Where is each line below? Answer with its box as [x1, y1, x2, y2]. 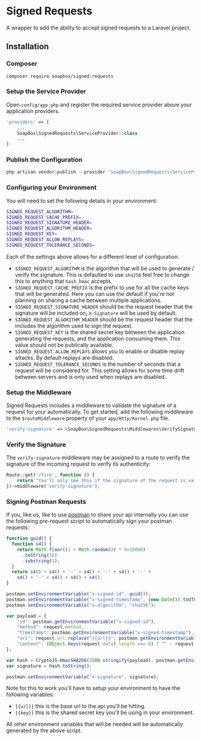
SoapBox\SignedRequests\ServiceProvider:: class [17, 130, 138, 136]
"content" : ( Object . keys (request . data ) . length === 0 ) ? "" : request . [17, 641, 197, 647]
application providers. [6, 107, 60, 115]
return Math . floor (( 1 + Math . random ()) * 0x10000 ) [17, 547, 146, 553]
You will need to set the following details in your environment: [6, 197, 158, 204]
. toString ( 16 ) [22, 552, 58, 558]
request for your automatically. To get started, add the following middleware [6, 408, 193, 416]
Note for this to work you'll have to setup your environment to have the [6, 685, 181, 692]
